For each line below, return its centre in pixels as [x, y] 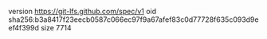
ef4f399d [24, 28]
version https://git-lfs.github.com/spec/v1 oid [82, 11]
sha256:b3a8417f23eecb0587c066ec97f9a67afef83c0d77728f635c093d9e [133, 19]
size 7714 [56, 28]
